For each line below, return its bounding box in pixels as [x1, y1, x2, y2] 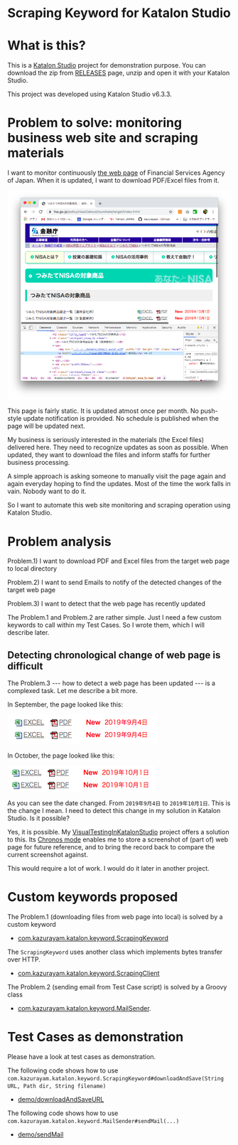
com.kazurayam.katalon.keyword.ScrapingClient [17, 969, 160, 978]
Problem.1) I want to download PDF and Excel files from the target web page [7, 557, 229, 566]
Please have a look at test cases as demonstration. [7, 1053, 156, 1060]
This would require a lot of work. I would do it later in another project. [7, 864, 210, 873]
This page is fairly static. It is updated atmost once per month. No [7, 407, 199, 415]
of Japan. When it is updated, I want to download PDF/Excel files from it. [7, 176, 220, 185]
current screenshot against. [7, 851, 89, 859]
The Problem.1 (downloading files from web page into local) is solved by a [7, 913, 223, 921]
